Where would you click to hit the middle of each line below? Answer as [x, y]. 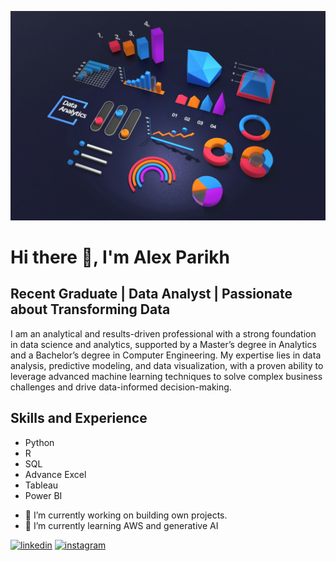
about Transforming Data [90, 309]
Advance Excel [55, 474]
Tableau [41, 485]
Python [39, 442]
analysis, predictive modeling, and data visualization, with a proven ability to [167, 365]
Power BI [43, 495]
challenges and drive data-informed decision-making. [121, 387]
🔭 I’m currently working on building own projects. [126, 515]
